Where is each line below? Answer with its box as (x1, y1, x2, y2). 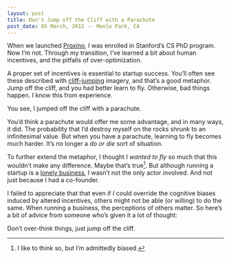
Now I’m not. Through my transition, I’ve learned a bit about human (7, 49, 197, 57)
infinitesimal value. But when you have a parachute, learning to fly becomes (7, 132, 222, 140)
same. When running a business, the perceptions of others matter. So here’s (7, 203, 223, 212)
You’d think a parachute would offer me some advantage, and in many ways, (7, 118, 224, 126)
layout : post (7, 10, 45, 17)
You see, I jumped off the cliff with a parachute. (7, 104, 142, 113)
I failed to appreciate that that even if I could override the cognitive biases (7, 189, 216, 197)
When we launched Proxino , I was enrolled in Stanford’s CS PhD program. (7, 42, 216, 50)
